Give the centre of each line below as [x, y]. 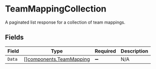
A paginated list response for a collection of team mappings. [65, 22]
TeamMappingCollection [56, 9]
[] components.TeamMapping [57, 59]
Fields [15, 37]
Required [105, 51]
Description [135, 51]
